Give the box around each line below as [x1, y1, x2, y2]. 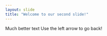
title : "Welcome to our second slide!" [5, 12, 89, 17]
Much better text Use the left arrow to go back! [5, 25, 102, 31]
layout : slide [5, 7, 35, 12]
